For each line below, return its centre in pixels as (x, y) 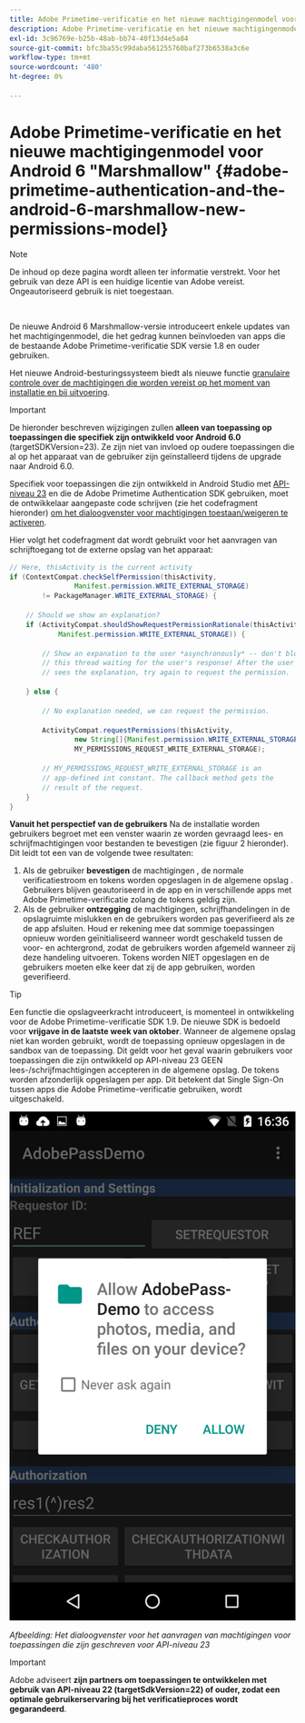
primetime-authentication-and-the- (148, 190)
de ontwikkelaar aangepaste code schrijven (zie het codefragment (134, 503)
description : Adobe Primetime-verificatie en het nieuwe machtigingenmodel (156, 29)
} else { (42, 692)
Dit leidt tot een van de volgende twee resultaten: (101, 853)
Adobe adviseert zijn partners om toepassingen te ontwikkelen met (138, 1680)
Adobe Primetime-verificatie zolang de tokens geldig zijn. (130, 900)
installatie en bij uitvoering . (60, 392)
